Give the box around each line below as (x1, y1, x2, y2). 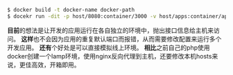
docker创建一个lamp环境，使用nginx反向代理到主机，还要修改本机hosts (7, 52, 212, 60)
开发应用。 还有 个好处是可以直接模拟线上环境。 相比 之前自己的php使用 (7, 43, 210, 52)
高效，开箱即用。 (31, 61, 80, 69)
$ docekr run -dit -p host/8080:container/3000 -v (7, 12, 157, 20)
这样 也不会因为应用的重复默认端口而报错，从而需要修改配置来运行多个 (20, 34, 222, 43)
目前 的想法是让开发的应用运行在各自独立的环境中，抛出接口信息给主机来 (7, 26, 214, 34)
